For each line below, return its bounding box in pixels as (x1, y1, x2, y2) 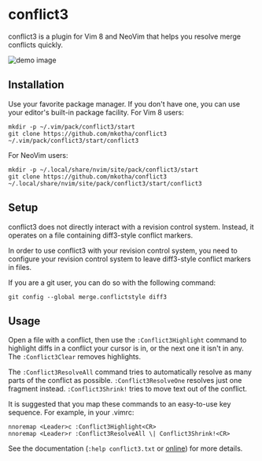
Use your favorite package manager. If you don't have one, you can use (8, 99, 241, 108)
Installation (8, 78, 65, 92)
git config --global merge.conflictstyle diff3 (8, 293, 168, 301)
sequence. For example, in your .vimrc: (8, 408, 135, 418)
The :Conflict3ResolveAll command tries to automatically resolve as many (8, 367, 252, 377)
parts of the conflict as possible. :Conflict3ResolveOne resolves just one (8, 376, 242, 385)
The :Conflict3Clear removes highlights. (8, 352, 142, 362)
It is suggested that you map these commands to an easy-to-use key (8, 399, 231, 409)
